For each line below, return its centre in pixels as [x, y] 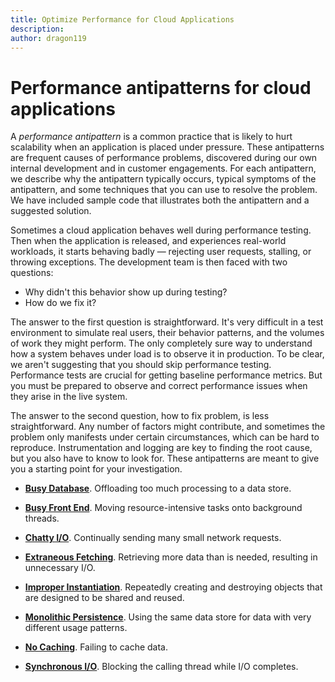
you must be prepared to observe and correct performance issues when [159, 386]
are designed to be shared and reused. [104, 598]
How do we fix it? [60, 303]
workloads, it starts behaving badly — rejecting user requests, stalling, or [161, 252]
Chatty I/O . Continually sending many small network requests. [153, 538]
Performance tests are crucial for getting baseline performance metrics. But [166, 375]
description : [37, 29]
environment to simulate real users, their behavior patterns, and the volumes [167, 333]
